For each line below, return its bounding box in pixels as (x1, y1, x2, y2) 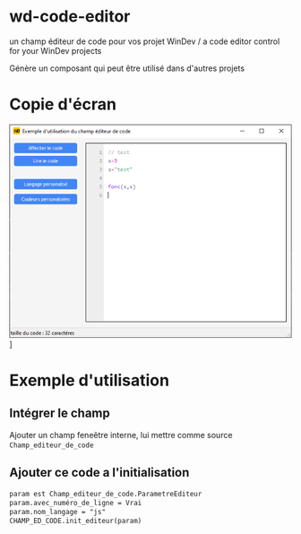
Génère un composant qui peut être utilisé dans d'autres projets (9, 63, 245, 73)
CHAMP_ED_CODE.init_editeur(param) (9, 517, 142, 526)
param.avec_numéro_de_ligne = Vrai (9, 499, 142, 508)
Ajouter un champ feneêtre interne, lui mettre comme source (9, 429, 233, 440)
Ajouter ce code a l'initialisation (9, 464, 190, 480)
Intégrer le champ (9, 406, 110, 421)
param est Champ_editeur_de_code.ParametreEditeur (9, 490, 202, 499)
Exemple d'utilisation (9, 370, 170, 391)
